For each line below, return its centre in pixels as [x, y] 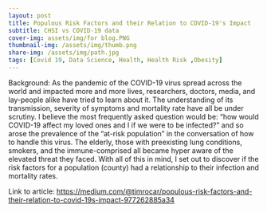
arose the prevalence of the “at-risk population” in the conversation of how [131, 133]
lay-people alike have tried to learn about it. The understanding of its [121, 100]
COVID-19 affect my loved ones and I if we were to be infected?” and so [126, 125]
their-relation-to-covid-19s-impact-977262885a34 [92, 199]
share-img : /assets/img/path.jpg [64, 53]
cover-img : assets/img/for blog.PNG [69, 38]
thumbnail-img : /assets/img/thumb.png [73, 45]
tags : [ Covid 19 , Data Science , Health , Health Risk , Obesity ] [116, 61]
